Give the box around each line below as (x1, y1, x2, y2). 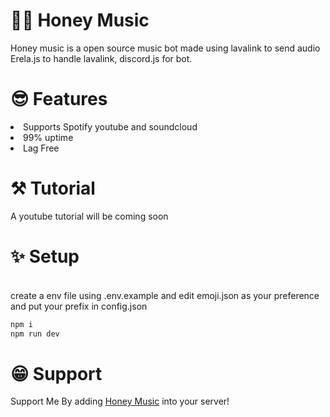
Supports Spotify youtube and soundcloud (23, 120, 198, 133)
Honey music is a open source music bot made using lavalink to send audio (10, 42, 321, 54)
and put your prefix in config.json (10, 300, 148, 312)
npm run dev (10, 329, 60, 339)
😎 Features (10, 88, 108, 111)
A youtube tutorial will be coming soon (10, 210, 169, 222)
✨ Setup (10, 245, 80, 268)
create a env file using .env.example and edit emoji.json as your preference (10, 289, 320, 301)
